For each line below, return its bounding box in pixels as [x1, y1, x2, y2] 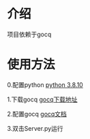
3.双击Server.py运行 [7, 124, 63, 132]
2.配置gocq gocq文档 [7, 110, 67, 118]
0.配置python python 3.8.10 [7, 80, 83, 89]
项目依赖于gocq [7, 30, 52, 38]
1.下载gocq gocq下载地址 [7, 95, 78, 103]
